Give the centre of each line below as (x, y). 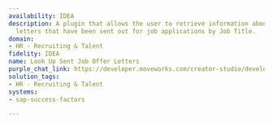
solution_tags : (34, 77)
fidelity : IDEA (34, 54)
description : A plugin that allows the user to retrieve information (129, 24)
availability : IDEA (41, 16)
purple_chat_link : (39, 69)
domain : (22, 39)
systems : (23, 92)
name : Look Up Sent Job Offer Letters (74, 62)
